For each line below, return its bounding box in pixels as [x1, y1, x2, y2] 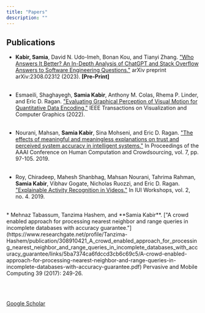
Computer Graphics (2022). [15, 111, 86, 118]
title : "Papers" [6, 9, 48, 15]
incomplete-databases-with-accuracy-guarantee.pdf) [6, 263, 142, 271]
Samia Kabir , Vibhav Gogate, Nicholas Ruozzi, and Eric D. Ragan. [15, 180, 181, 187]
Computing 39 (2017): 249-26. [6, 270, 83, 277]
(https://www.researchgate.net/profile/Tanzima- [6, 230, 128, 238]
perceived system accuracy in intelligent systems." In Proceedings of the [15, 142, 199, 150]
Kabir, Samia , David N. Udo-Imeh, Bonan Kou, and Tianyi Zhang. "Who [15, 53, 194, 61]
